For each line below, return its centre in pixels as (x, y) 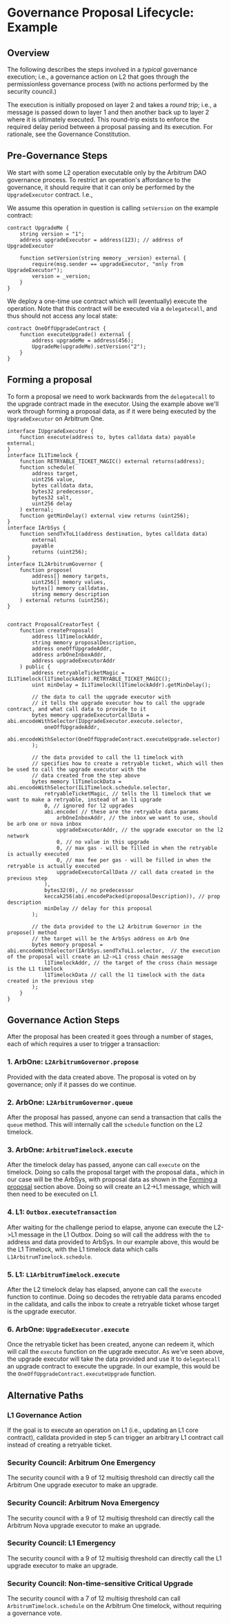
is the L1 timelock (35, 969)
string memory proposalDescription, (84, 642)
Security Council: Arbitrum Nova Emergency (83, 1503)
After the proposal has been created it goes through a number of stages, (110, 1036)
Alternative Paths (46, 1395)
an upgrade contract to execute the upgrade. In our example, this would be (114, 1366)
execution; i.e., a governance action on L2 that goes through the (98, 77)
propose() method (32, 932)
